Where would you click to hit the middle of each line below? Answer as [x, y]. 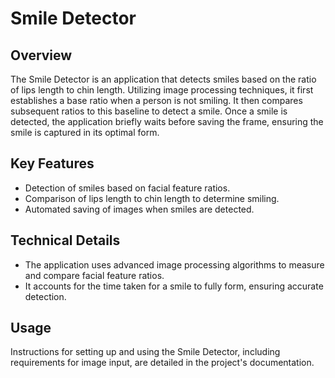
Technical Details [65, 240]
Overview [41, 55]
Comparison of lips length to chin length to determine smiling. [152, 198]
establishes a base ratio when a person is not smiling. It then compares [156, 100]
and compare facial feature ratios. [94, 275]
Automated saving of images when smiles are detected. [139, 209]
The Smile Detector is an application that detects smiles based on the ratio [163, 79]
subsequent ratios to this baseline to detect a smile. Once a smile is [149, 111]
